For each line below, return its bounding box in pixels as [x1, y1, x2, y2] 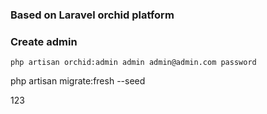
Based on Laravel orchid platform [10, 8, 175, 22]
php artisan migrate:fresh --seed [10, 75, 146, 87]
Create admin [10, 34, 78, 48]
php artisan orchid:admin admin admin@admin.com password [10, 58, 257, 68]
